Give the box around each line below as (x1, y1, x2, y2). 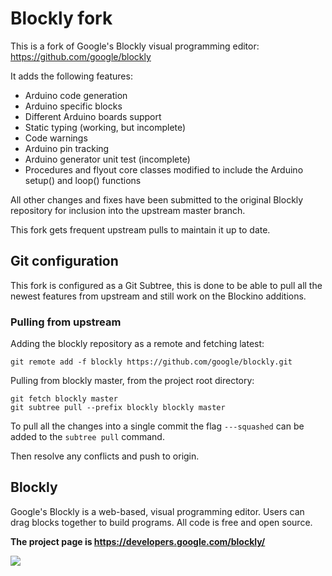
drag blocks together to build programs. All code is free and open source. (10, 516, 313, 528)
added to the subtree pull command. (10, 431, 165, 443)
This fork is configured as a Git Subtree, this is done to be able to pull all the (10, 279, 323, 291)
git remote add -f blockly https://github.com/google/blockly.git (10, 357, 293, 367)
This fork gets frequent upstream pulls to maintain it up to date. (10, 223, 271, 236)
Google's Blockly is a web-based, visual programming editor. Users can (10, 505, 305, 517)
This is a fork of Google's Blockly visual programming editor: (10, 40, 260, 52)
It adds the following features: (10, 70, 133, 82)
